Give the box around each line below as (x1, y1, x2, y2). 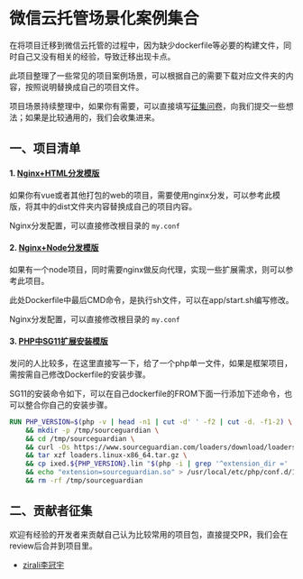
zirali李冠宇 (22, 559, 65, 570)
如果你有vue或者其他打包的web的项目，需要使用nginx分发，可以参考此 (9, 189, 273, 200)
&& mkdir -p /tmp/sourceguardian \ (25, 426, 160, 435)
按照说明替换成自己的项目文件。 (24, 81, 144, 92)
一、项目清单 (9, 141, 81, 156)
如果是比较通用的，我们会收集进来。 (24, 112, 160, 123)
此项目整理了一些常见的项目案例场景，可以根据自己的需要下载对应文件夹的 (9, 69, 286, 81)
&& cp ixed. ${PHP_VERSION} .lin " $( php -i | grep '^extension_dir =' (25, 459, 289, 469)
